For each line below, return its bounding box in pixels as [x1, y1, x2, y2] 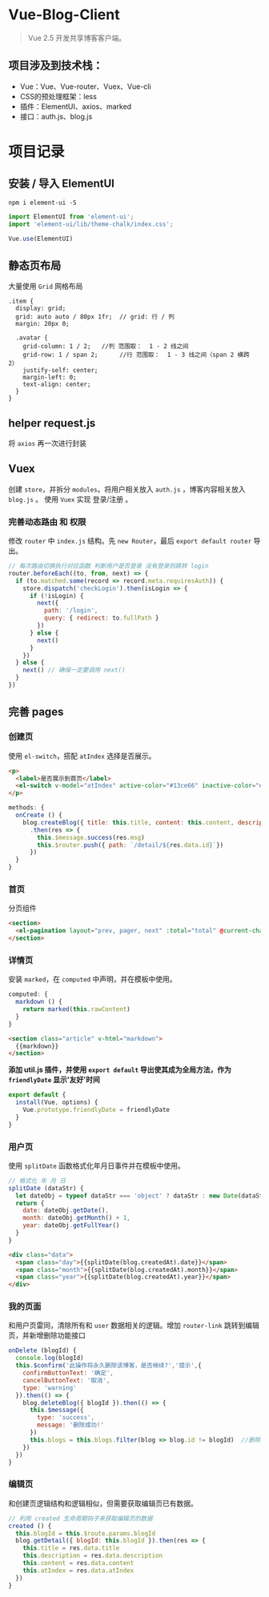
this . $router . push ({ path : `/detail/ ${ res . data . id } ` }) [37, 841, 224, 849]
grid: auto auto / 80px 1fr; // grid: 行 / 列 [15, 313, 175, 321]
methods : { [8, 804, 45, 812]
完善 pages [8, 705, 64, 719]
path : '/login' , [43, 607, 98, 615]
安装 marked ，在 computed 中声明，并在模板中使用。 [8, 974, 178, 984]
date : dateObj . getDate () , [22, 1206, 110, 1214]
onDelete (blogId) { [8, 1346, 78, 1354]
